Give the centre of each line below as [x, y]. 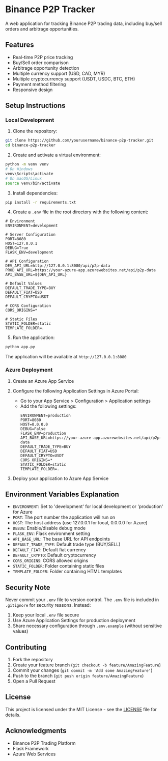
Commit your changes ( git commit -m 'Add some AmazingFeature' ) [82, 670]
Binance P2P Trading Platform [44, 743]
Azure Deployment [29, 370]
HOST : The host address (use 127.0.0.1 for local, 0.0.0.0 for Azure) [80, 523]
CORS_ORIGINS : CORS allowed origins [50, 560]
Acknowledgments [36, 731]
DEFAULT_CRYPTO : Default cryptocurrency [54, 555]
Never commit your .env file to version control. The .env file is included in [82, 600]
